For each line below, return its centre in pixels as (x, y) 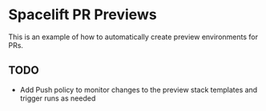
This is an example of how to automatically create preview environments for (133, 37)
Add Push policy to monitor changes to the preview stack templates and (139, 89)
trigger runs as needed (58, 98)
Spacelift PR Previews (83, 15)
